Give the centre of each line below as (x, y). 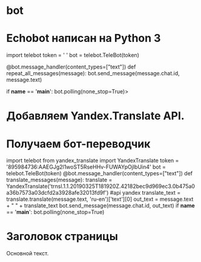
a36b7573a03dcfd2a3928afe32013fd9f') (58, 193)
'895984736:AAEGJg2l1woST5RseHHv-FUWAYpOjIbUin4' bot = (86, 167)
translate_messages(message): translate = (59, 180)
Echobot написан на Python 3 (84, 39)
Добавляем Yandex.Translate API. (95, 116)
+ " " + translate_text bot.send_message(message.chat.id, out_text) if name (100, 206)
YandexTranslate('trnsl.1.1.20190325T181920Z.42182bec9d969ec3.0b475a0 (101, 186)
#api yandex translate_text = (145, 193)
